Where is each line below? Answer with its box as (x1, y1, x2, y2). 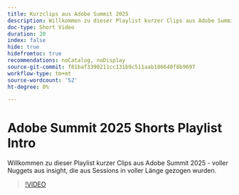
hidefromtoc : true (7, 51, 62, 58)
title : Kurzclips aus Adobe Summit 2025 (7, 10, 129, 18)
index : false (7, 37, 46, 44)
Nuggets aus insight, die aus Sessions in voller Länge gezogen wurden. (7, 167, 217, 175)
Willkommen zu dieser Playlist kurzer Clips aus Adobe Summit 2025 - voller (7, 159, 229, 167)
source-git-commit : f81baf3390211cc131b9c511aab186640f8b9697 (7, 63, 196, 70)
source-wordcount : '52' (7, 76, 78, 84)
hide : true (7, 43, 40, 51)
